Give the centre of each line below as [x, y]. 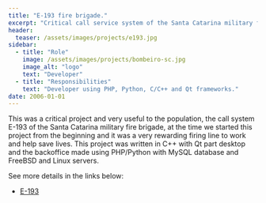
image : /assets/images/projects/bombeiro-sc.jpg [104, 60]
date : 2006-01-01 [37, 96]
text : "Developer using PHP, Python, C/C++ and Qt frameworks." [131, 89]
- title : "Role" [42, 52]
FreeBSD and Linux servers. [53, 161]
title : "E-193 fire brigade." [58, 15]
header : [21, 30]
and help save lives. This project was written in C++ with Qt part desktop [127, 144]
